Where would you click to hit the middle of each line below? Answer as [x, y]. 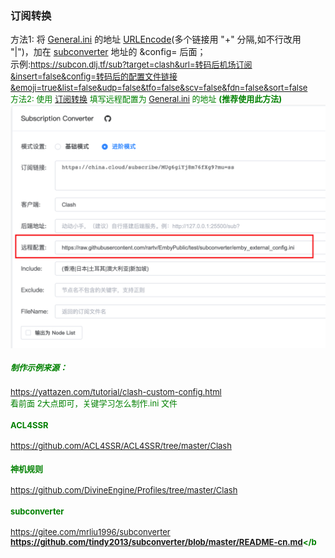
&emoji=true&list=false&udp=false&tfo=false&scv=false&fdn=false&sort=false [159, 88]
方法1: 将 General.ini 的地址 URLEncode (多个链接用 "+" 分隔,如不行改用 [156, 39]
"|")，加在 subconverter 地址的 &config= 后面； [108, 52]
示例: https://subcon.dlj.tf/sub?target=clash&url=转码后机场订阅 [131, 64]
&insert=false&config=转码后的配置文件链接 [94, 76]
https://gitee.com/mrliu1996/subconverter [90, 532]
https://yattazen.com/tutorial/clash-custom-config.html [116, 392]
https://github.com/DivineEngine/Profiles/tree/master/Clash [124, 490]
